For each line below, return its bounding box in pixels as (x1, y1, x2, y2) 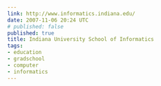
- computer (7, 62, 39, 69)
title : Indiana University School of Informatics (7, 36, 155, 43)
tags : (7, 42, 23, 49)
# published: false (7, 23, 64, 30)
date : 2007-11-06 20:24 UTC (7, 17, 89, 24)
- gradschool (7, 55, 45, 62)
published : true (7, 29, 54, 37)
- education (7, 49, 42, 56)
